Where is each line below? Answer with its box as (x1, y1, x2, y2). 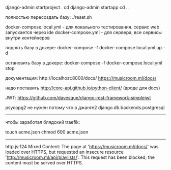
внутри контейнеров (5, 35, 50, 41)
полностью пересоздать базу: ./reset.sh (5, 14, 92, 20)
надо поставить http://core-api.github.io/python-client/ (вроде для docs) (5, 85, 160, 91)
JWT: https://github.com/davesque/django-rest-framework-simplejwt (5, 95, 151, 100)
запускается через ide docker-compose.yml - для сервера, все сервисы (5, 29, 162, 35)
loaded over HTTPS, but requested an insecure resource (5, 149, 124, 155)
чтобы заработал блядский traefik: (5, 119, 80, 125)
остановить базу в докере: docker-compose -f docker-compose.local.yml (5, 60, 163, 65)
